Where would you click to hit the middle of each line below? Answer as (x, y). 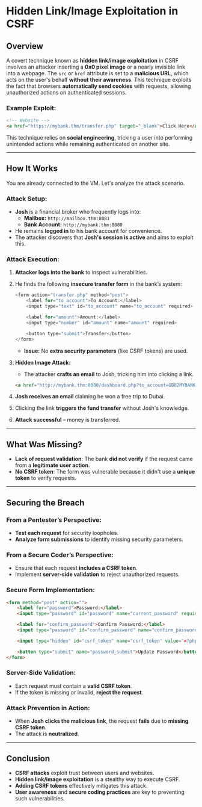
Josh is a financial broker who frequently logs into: (78, 212)
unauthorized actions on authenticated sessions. (66, 92)
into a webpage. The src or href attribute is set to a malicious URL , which (97, 73)
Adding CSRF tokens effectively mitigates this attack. (81, 785)
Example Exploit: (31, 108)
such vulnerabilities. (40, 798)
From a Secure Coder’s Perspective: (60, 555)
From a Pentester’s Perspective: (54, 520)
